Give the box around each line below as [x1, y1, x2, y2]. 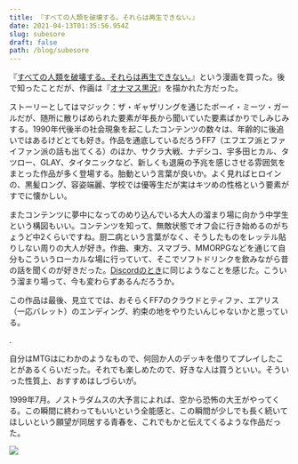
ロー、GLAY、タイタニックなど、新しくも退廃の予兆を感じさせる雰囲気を [16, 157, 286, 168]
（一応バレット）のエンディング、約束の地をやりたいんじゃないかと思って [9, 306, 281, 316]
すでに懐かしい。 [9, 190, 73, 201]
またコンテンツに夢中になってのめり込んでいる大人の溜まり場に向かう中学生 [9, 210, 289, 220]
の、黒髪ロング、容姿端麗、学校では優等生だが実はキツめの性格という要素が [9, 180, 290, 190]
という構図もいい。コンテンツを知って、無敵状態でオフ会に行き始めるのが [9, 220, 282, 231]
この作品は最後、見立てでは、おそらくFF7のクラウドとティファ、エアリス [9, 295, 279, 306]
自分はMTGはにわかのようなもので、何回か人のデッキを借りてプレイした [9, 353, 277, 364]
